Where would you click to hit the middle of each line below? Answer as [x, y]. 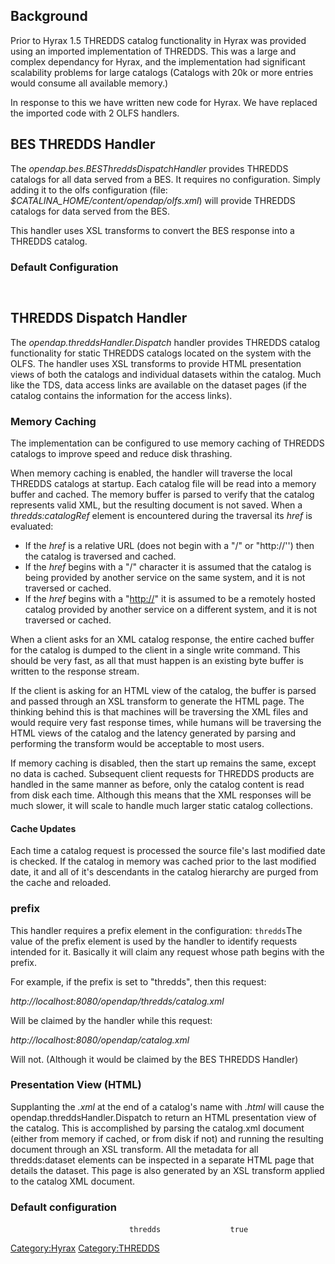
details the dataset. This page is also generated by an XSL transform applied [167, 1170]
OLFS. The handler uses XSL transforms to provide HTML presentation [156, 363]
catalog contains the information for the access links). [121, 395]
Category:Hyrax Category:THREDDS [85, 1248]
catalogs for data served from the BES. [90, 211]
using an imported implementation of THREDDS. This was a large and [153, 51]
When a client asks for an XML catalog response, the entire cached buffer [162, 640]
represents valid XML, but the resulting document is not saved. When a [156, 505]
